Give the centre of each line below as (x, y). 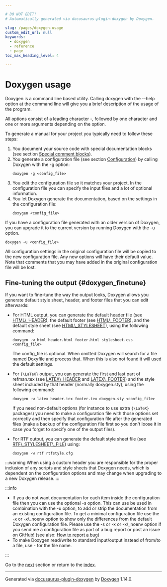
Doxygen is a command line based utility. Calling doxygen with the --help (80, 98)
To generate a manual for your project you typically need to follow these (79, 134)
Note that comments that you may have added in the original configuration (81, 262)
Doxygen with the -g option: (41, 164)
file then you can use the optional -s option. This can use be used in (82, 503)
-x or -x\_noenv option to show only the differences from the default (82, 519)
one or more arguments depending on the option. (56, 124)
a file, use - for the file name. (42, 546)
